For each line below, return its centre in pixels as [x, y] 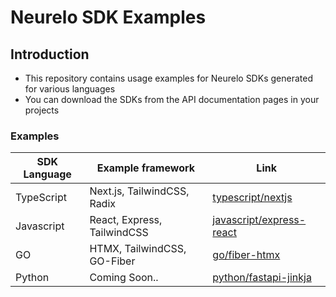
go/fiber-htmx [246, 255]
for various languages [70, 89]
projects [42, 110]
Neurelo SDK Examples [108, 17]
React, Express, [126, 220]
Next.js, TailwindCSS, [139, 191]
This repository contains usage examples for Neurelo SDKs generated [168, 78]
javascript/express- [259, 220]
